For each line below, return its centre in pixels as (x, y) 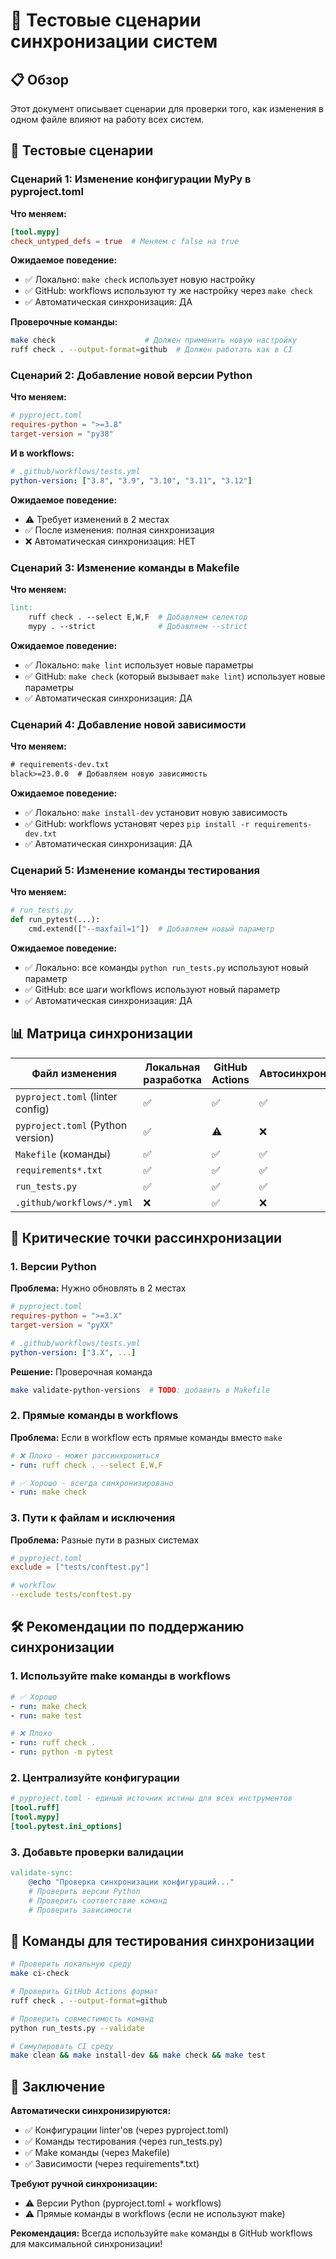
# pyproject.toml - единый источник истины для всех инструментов (151, 1799)
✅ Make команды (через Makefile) (97, 2153)
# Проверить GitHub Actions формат (84, 1992)
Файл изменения (74, 1073)
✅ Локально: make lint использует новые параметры (139, 665)
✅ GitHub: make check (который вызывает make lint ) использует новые (175, 676)
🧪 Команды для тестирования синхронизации (162, 1940)
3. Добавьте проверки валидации (97, 1852)
